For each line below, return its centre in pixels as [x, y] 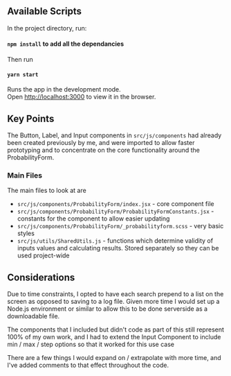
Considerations [41, 277]
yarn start [23, 75]
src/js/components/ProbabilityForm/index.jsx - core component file [115, 204]
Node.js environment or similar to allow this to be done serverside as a [108, 309]
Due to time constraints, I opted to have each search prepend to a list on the [115, 294]
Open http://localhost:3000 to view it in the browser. [82, 97]
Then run [20, 60]
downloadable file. [34, 316]
